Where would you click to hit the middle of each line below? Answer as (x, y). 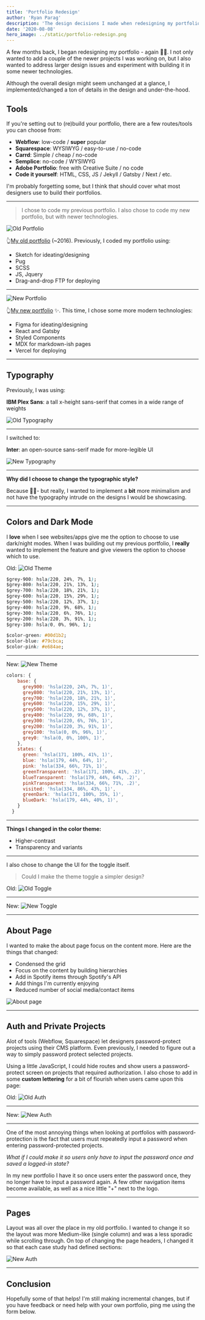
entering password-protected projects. (55, 1145)
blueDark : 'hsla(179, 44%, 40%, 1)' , (70, 800)
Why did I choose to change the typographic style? (72, 479)
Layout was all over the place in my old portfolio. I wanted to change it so (98, 1228)
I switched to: (23, 437)
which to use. (23, 556)
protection (19, 1139)
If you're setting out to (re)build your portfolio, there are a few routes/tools (99, 123)
